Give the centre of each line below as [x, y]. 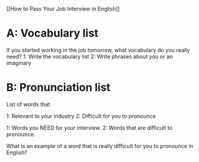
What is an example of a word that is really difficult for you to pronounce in [100, 146]
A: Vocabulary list [52, 33]
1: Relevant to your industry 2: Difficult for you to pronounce [81, 116]
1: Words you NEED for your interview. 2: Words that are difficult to [89, 127]
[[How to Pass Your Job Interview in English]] [63, 9]
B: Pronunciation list [58, 88]
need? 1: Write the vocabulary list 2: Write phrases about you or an [90, 56]
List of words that [28, 104]
